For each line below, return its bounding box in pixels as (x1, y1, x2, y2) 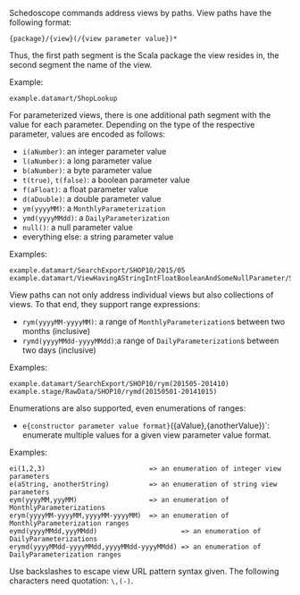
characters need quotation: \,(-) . (9, 575, 134, 586)
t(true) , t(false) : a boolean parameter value (21, 174, 190, 185)
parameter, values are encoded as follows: (9, 129, 166, 139)
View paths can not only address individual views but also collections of (9, 289, 274, 300)
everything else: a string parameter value (21, 231, 174, 242)
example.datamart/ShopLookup (9, 94, 118, 103)
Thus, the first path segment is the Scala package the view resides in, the (9, 50, 279, 61)
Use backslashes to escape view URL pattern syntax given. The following (9, 566, 279, 576)
